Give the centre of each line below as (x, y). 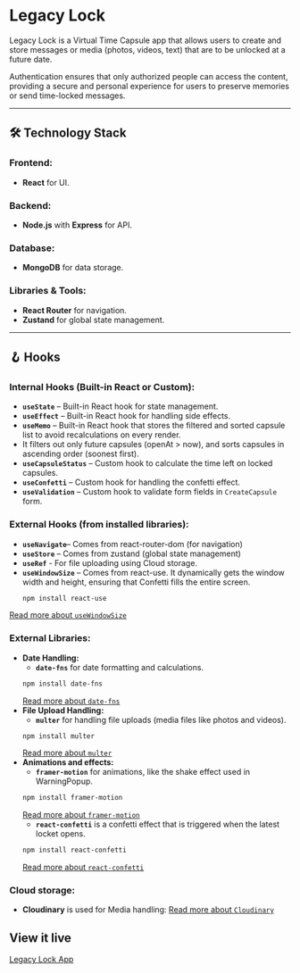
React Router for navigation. (75, 310)
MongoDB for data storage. (73, 268)
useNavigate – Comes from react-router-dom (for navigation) (133, 544)
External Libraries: (50, 638)
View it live (40, 938)
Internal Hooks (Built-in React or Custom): (102, 387)
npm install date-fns (62, 684)
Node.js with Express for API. (77, 225)
